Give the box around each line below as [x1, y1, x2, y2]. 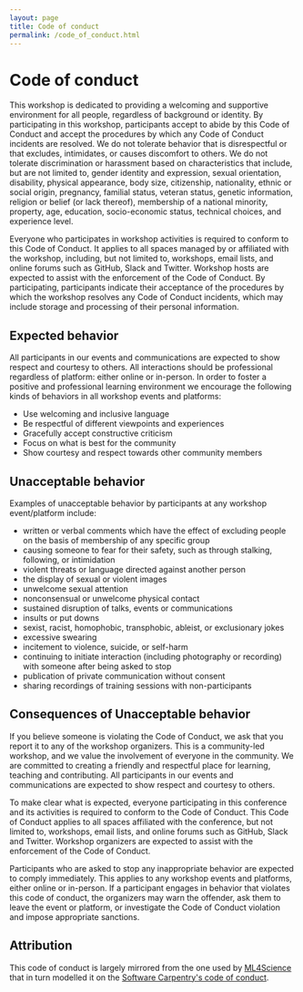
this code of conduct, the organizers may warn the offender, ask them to [9, 892, 281, 903]
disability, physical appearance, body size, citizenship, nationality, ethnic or [9, 177, 292, 188]
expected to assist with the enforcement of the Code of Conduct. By [9, 273, 266, 284]
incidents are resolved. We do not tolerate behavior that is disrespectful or [9, 139, 288, 150]
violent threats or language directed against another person [22, 563, 247, 574]
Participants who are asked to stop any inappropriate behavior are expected [9, 863, 294, 873]
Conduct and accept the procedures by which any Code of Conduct [9, 129, 264, 139]
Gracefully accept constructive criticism [22, 428, 173, 439]
